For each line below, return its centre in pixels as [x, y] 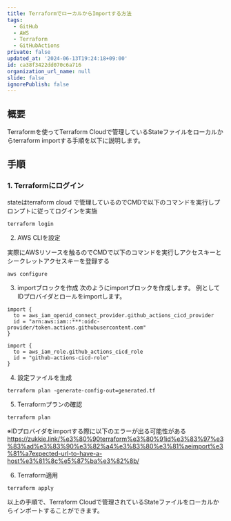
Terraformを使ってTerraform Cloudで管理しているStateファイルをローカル [112, 132]
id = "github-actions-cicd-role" [61, 358]
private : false [29, 53]
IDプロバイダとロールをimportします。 [71, 296]
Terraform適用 [38, 475]
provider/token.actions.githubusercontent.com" [77, 328]
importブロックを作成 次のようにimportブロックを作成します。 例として [119, 287]
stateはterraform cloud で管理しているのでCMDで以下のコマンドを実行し [111, 202]
